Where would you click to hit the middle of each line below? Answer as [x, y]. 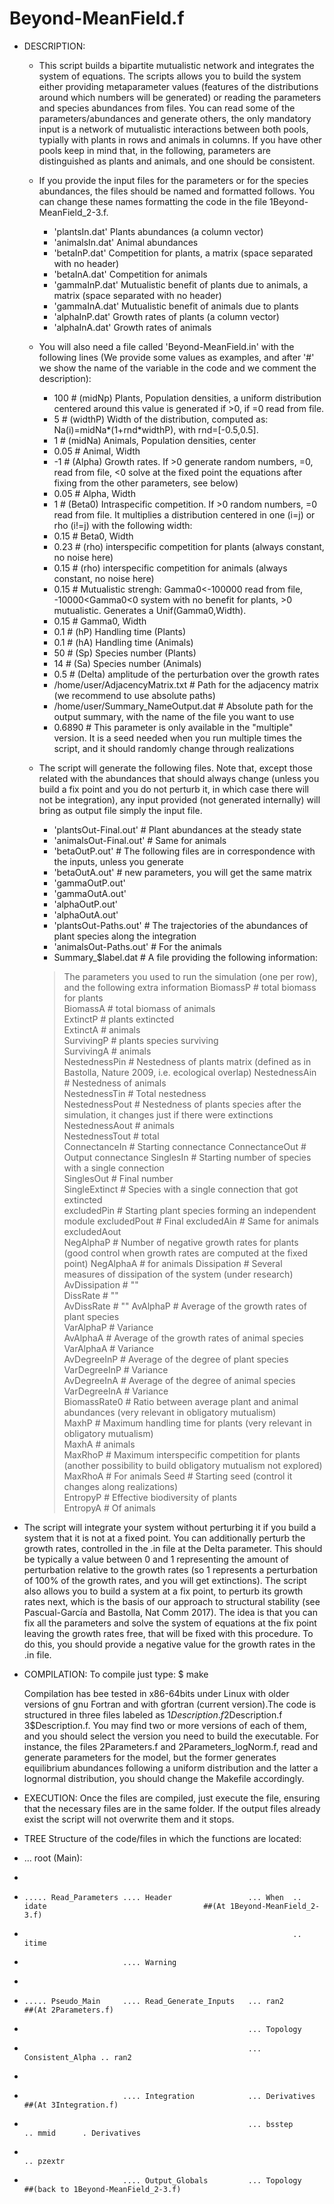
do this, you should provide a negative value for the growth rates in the [169, 1644]
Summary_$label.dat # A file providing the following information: [186, 957]
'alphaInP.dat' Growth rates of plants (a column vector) [166, 316]
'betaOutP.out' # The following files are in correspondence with [184, 851]
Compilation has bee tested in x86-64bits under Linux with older [156, 1693]
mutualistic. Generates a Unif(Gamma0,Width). [150, 610]
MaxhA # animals [99, 1444]
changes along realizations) [121, 1486]
